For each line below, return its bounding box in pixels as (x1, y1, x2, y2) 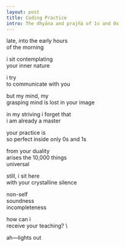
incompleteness (6, 203, 47, 211)
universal (6, 161, 29, 168)
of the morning (6, 44, 44, 51)
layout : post (6, 9, 40, 15)
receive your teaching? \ (6, 222, 68, 230)
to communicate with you (6, 80, 70, 88)
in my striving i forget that (6, 111, 72, 118)
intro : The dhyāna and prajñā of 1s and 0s (6, 20, 119, 26)
